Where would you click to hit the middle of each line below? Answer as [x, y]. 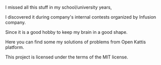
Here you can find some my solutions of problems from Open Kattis [75, 42]
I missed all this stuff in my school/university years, [59, 7]
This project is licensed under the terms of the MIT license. [67, 57]
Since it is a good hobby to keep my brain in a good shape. [67, 32]
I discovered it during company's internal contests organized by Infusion [81, 17]
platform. [15, 47]
